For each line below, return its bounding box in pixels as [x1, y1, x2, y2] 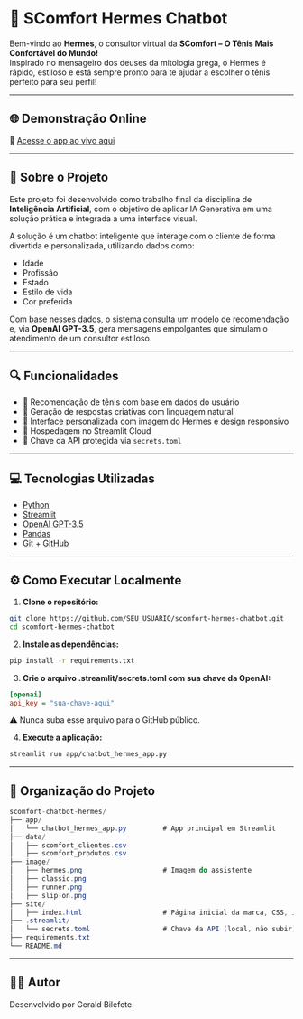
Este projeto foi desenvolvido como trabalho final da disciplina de [9, 193, 252, 204]
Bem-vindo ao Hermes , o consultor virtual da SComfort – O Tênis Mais [9, 38, 274, 49]
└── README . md [9, 941, 63, 951]
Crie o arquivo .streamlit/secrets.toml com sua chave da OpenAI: [22, 672, 271, 683]
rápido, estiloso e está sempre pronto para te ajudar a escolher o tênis [9, 67, 271, 78]
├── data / [9, 832, 47, 841]
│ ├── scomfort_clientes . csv [9, 840, 127, 850]
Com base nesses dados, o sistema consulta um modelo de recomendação [9, 313, 289, 324]
